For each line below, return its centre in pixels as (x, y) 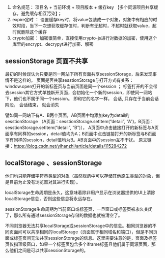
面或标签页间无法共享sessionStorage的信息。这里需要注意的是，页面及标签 (81, 238)
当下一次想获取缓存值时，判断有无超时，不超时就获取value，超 (93, 26)
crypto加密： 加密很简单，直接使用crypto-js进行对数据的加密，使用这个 (84, 38)
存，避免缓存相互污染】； (37, 13)
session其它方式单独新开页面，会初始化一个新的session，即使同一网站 (81, 92)
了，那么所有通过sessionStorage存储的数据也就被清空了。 (64, 215)
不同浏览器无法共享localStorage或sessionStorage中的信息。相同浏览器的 (79, 226)
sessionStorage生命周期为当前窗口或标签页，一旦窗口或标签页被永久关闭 (79, 209)
